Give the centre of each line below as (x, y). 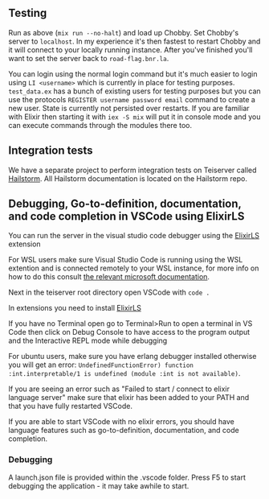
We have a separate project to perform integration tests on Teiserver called (132, 170)
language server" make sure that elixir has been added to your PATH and (129, 398)
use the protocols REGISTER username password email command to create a (132, 99)
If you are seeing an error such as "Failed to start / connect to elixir (119, 389)
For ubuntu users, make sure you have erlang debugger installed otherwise (132, 357)
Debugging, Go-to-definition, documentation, (125, 204)
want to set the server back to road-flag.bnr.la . (89, 58)
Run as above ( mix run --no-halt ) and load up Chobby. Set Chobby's (124, 32)
